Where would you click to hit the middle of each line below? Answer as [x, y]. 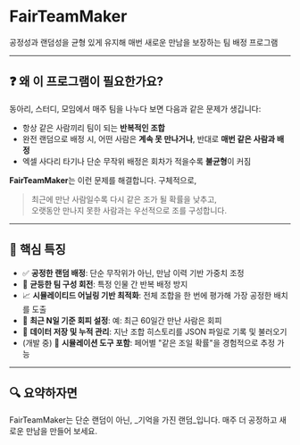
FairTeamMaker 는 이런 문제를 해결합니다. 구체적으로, [103, 180]
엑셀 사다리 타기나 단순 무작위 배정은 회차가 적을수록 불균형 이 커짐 [137, 161]
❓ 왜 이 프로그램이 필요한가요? [86, 82]
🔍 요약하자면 [43, 393]
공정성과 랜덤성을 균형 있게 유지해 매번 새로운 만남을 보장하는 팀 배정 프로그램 [144, 42]
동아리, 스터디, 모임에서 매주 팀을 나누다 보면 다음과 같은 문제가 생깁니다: [135, 108]
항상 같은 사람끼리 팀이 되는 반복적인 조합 [93, 128]
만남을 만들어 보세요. [62, 432]
